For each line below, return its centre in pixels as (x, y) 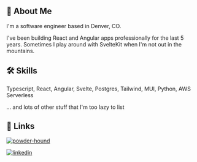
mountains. (21, 51)
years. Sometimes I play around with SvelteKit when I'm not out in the (94, 44)
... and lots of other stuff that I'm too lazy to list (65, 107)
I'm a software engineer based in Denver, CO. (64, 26)
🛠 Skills (22, 71)
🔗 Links (21, 126)
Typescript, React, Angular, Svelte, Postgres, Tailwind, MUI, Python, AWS (99, 89)
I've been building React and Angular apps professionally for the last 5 (95, 38)
